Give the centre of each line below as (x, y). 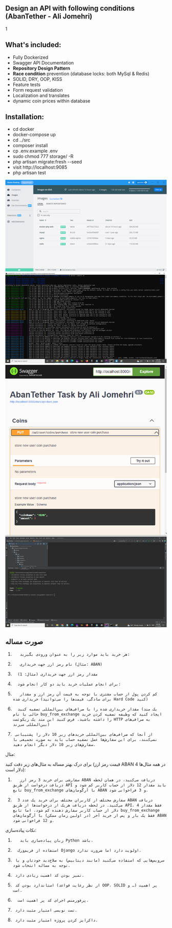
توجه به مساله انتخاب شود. (41, 865)
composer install (30, 146)
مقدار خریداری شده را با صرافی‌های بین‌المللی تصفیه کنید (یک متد (88, 709)
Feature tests (27, 85)
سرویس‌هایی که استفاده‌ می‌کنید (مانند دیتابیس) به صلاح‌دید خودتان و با (90, 860)
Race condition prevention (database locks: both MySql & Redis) (81, 73)
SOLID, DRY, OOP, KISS (37, 79)
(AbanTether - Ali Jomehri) (49, 17)
